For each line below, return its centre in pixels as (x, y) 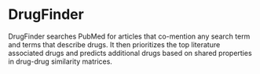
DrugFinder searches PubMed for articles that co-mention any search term (129, 36)
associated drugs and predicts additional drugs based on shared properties (130, 53)
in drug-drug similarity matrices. (60, 61)
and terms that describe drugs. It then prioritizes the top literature (114, 44)
